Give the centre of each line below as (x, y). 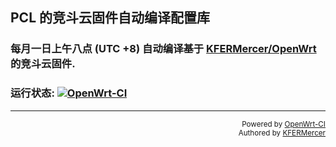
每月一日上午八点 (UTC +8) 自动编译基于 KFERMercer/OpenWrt (163, 49)
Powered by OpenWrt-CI (283, 124)
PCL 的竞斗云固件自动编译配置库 (110, 18)
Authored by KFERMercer (282, 133)
